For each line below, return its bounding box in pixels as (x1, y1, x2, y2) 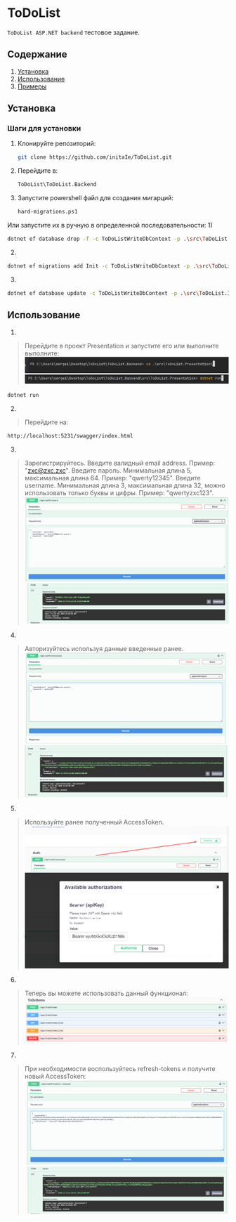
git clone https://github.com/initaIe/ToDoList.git (17, 154, 172, 161)
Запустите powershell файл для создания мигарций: (17, 194, 173, 202)
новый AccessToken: (24, 1072, 86, 1081)
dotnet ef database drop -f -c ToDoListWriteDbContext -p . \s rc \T (7, 235, 206, 243)
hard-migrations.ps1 (17, 209, 78, 216)
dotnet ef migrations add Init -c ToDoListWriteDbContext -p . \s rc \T (7, 262, 216, 270)
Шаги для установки (7, 124, 81, 133)
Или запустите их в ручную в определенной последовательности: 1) (7, 221, 213, 230)
